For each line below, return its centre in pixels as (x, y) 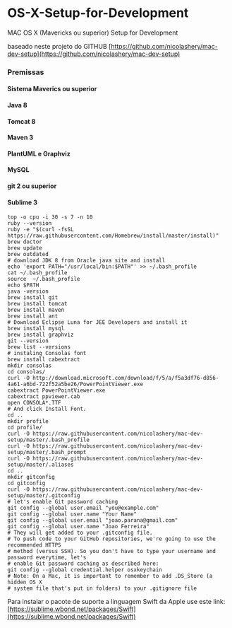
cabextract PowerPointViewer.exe (56, 390)
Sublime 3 (22, 202)
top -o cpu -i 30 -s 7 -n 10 (50, 217)
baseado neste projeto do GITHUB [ (59, 46)
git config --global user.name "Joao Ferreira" (79, 527)
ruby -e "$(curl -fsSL (41, 230)
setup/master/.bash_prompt (47, 453)
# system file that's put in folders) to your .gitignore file (102, 588)
